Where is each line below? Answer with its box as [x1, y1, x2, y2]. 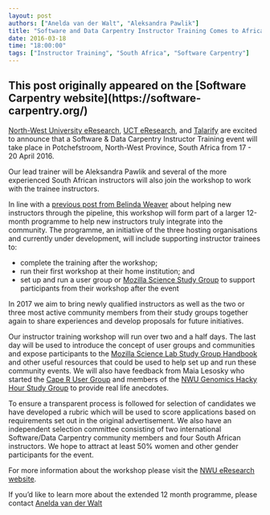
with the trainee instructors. [8, 183, 100, 193]
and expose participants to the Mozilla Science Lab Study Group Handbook [8, 348, 258, 358]
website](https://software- [63, 92, 202, 105]
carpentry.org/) [8, 104, 88, 117]
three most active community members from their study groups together [8, 307, 248, 317]
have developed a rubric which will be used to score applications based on [8, 407, 256, 417]
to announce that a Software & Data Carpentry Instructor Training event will [8, 134, 258, 143]
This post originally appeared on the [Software [8, 79, 247, 93]
